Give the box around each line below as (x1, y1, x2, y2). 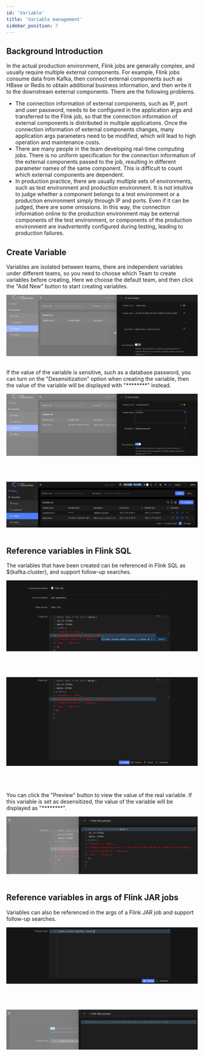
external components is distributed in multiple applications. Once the (15, 119, 188, 127)
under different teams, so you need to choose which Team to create (6, 270, 176, 277)
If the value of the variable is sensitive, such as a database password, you (6, 369, 191, 376)
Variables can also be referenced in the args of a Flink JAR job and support (6, 909, 194, 916)
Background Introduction (6, 46, 103, 56)
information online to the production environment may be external (15, 210, 180, 218)
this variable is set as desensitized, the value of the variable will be (6, 798, 174, 806)
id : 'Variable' (6, 10, 45, 16)
